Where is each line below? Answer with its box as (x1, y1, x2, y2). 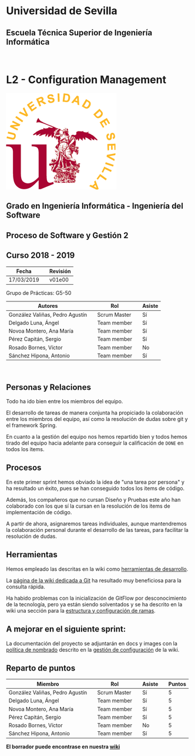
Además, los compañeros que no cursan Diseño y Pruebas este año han (6, 496, 181, 503)
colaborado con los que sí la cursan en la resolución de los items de (6, 502, 170, 510)
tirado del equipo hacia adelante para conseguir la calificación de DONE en (6, 439, 184, 446)
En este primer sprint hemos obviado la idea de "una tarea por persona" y (6, 478, 185, 485)
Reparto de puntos (6, 663, 76, 673)
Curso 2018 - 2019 (6, 251, 75, 261)
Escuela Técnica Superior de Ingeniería (6, 28, 153, 38)
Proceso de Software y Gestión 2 (6, 230, 129, 240)
